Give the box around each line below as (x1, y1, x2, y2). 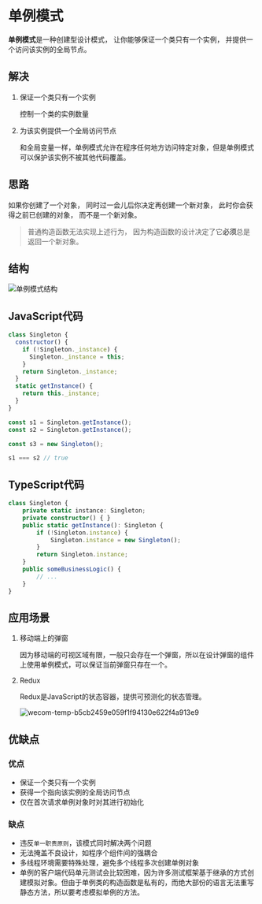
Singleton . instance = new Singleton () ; (50, 536, 181, 544)
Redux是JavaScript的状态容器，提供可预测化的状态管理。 (19, 692, 206, 701)
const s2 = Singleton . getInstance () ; (8, 426, 132, 433)
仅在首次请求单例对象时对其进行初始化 (19, 798, 144, 806)
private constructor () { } (22, 514, 111, 522)
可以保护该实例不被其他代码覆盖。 (19, 152, 131, 162)
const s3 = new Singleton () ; (8, 440, 104, 448)
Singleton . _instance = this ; (28, 352, 125, 361)
